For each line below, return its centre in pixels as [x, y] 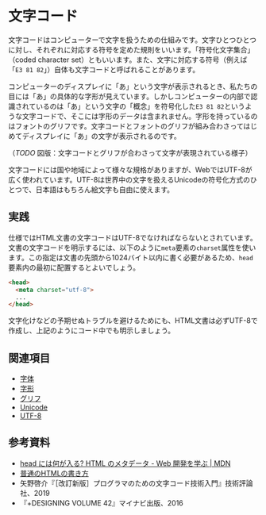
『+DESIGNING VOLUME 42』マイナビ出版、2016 [102, 503]
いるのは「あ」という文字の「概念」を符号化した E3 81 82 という [140, 106]
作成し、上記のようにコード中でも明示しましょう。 [92, 331]
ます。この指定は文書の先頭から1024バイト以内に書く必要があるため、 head [131, 257]
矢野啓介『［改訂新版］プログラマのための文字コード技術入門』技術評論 [136, 483]
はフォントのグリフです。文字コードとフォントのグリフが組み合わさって [126, 126]
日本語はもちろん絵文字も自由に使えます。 [105, 189]
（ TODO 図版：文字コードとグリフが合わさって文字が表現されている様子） [130, 152]
